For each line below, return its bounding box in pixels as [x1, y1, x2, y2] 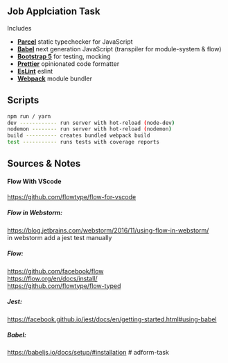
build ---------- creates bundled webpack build [7, 132, 150, 140]
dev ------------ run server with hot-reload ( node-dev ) [7, 119, 175, 126]
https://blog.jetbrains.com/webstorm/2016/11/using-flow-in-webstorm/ [7, 226, 209, 235]
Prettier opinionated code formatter [17, 59, 120, 68]
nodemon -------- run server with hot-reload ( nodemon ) [7, 126, 172, 133]
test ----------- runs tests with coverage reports [7, 139, 159, 146]
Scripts [7, 94, 40, 106]
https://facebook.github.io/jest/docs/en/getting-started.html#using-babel [7, 315, 217, 323]
